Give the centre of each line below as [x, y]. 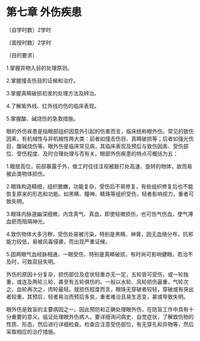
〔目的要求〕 [22, 55]
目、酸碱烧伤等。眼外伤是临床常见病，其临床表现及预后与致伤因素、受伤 [95, 146]
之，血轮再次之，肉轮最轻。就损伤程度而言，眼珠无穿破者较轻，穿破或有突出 [100, 289]
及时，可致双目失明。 [32, 261]
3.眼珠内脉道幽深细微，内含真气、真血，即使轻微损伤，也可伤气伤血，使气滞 [100, 214]
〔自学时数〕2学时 [29, 30]
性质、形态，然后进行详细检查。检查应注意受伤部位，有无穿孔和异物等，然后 [100, 324]
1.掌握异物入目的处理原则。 [39, 68]
